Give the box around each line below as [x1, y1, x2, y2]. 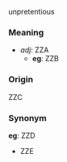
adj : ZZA [19, 45, 49, 55]
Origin [8, 74, 34, 85]
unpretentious [8, 7, 55, 16]
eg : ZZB [31, 54, 59, 64]
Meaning [8, 27, 44, 38]
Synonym [8, 112, 47, 123]
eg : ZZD [8, 131, 36, 140]
